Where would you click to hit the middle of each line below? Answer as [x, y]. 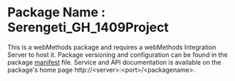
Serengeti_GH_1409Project [88, 27]
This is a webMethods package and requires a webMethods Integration [112, 47]
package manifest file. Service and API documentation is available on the [114, 62]
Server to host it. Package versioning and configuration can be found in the [117, 55]
